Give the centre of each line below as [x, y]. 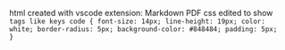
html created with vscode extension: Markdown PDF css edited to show [141, 13]
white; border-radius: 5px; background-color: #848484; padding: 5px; [143, 29]
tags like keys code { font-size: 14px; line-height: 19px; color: [138, 21]
